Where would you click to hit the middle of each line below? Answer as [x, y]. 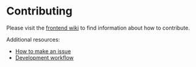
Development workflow [45, 57]
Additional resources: [33, 39]
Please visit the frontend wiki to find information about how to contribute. [98, 28]
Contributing [39, 11]
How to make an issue [43, 51]
